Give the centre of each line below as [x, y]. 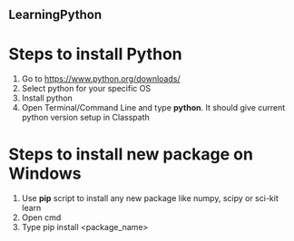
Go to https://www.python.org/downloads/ [101, 79]
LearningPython [55, 15]
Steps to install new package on [131, 154]
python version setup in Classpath [86, 118]
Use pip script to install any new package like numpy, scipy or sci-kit [150, 198]
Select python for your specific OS [86, 89]
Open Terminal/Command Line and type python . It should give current [153, 108]
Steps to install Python [95, 54]
